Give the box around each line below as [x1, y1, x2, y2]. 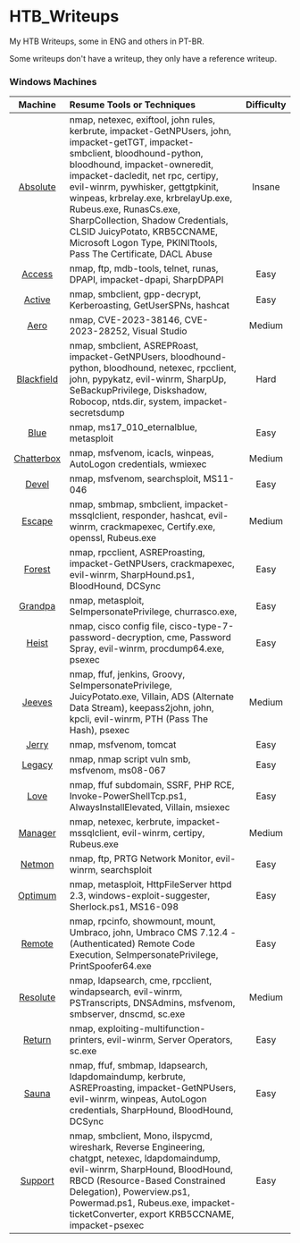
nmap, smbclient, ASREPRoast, [69, 340, 199, 352]
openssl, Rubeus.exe [69, 532, 157, 545]
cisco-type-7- [169, 620, 235, 632]
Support [20, 1174, 55, 1187]
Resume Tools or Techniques [69, 98, 196, 111]
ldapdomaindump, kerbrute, [69, 1070, 186, 1083]
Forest [23, 563, 51, 576]
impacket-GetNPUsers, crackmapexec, [69, 557, 235, 570]
